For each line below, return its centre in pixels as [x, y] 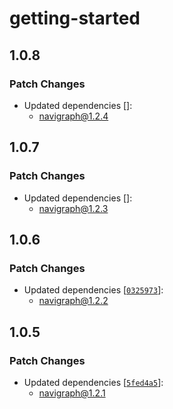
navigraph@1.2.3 [73, 208]
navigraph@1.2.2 [73, 301]
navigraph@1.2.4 [73, 116]
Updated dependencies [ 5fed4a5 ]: [93, 382]
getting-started [75, 18]
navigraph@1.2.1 [72, 393]
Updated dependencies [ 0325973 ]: [93, 290]
